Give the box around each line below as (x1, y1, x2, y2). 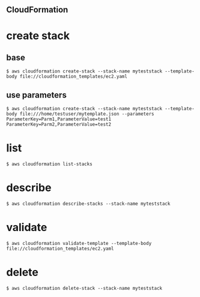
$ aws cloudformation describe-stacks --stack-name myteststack (6, 201, 171, 207)
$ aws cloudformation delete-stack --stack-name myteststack (6, 285, 163, 291)
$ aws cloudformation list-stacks (6, 161, 93, 167)
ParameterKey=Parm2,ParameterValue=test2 (6, 122, 112, 128)
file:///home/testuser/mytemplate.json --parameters (19, 111, 154, 117)
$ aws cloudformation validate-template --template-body (6, 241, 152, 247)
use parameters (6, 90, 67, 100)
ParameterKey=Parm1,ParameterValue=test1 (6, 116, 112, 122)
